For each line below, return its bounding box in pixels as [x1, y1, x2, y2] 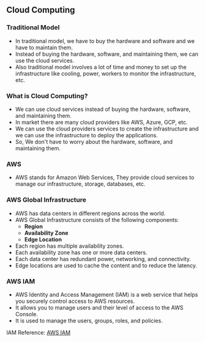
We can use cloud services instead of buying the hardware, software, [15, 105, 191, 113]
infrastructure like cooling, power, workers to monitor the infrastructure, [15, 70, 196, 77]
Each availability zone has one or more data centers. [15, 248, 148, 256]
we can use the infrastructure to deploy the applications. [15, 131, 158, 139]
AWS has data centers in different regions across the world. [15, 210, 166, 217]
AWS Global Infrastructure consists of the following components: [15, 216, 179, 223]
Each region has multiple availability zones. [15, 242, 124, 249]
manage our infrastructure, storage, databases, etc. [15, 180, 146, 188]
